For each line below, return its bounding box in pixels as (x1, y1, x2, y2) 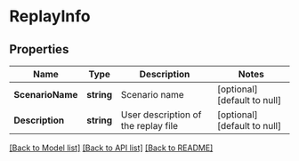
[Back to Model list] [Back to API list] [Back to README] (9, 142, 214, 153)
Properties (9, 42, 69, 57)
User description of (120, 109, 202, 121)
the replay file (120, 120, 178, 132)
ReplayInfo (9, 6, 91, 27)
